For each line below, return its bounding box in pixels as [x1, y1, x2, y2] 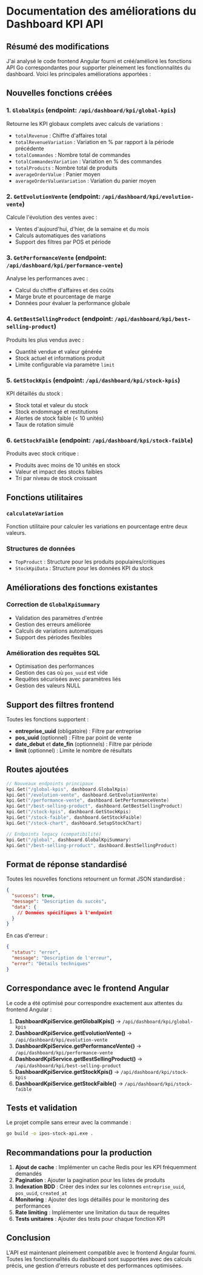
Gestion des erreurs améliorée [15, 620, 91, 628]
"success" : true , [12, 893, 56, 899]
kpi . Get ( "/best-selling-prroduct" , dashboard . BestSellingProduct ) [6, 842, 178, 848]
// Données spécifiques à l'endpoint [17, 910, 113, 916]
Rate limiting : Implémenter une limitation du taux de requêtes [15, 1209, 170, 1216]
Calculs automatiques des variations [15, 232, 106, 239]
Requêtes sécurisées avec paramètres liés [15, 676, 121, 683]
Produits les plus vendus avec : [6, 336, 84, 343]
